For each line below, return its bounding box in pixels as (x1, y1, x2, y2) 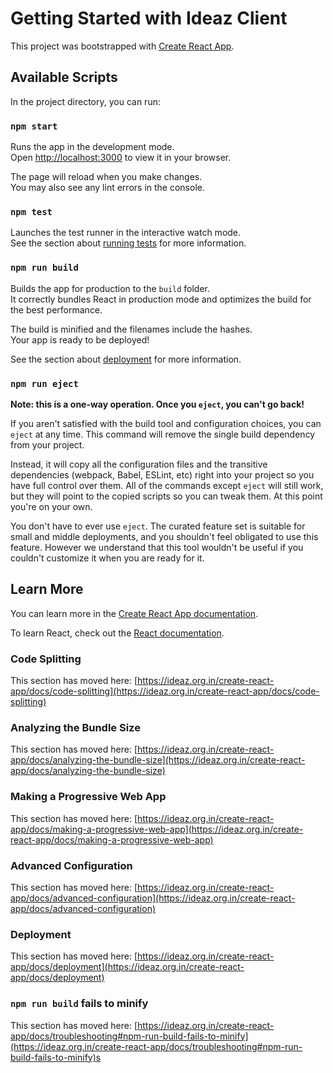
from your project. (10, 438, 85, 451)
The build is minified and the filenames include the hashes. (10, 323, 253, 335)
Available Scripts (10, 69, 118, 86)
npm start (10, 120, 58, 132)
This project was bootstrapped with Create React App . (10, 40, 235, 52)
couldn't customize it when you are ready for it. (10, 552, 205, 564)
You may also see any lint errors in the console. (10, 182, 205, 194)
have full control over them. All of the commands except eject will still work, (10, 479, 324, 491)
